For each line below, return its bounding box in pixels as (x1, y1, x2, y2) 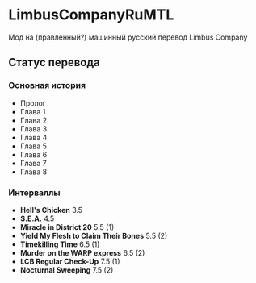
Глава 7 (19, 158, 47, 168)
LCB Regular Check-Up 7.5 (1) (19, 256, 120, 266)
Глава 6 (19, 149, 48, 159)
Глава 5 (19, 141, 47, 151)
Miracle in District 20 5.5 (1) (19, 222, 115, 231)
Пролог (19, 98, 46, 108)
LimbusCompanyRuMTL (8, 6, 174, 24)
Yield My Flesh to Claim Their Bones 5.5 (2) (19, 231, 168, 240)
